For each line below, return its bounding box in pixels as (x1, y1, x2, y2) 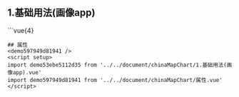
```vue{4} (7, 26, 34, 34)
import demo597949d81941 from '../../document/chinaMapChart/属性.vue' (7, 76, 223, 83)
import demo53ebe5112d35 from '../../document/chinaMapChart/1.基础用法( (7, 61, 227, 68)
